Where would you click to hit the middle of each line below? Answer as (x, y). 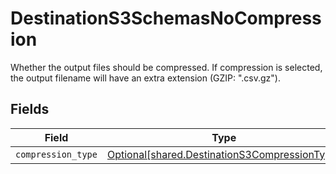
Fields (30, 109)
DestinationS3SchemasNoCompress (166, 18)
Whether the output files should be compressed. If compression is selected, (166, 67)
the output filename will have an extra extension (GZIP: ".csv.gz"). (145, 78)
